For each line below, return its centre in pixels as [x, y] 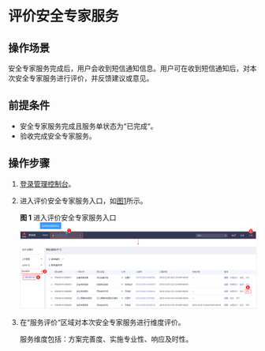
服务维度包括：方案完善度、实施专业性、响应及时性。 [106, 339]
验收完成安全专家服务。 [58, 136]
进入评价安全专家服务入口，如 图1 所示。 [83, 200]
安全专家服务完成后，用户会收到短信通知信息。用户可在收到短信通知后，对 [129, 68]
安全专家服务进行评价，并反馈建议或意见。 [84, 78]
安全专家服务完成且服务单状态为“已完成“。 [88, 126]
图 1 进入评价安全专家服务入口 [68, 217]
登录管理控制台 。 [47, 183]
